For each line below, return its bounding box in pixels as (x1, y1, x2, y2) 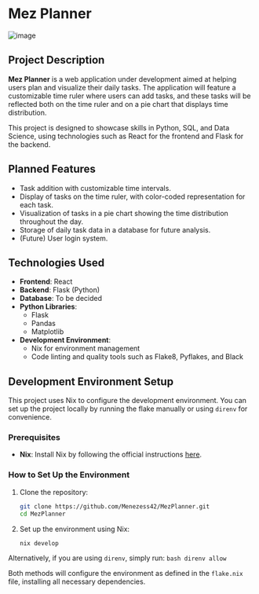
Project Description (8, 53, 105, 67)
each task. (19, 200, 53, 209)
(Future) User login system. (19, 233, 108, 243)
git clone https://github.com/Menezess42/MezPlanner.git (19, 502, 210, 511)
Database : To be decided (19, 294, 102, 303)
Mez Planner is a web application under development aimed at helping (8, 74, 237, 83)
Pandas (31, 319, 57, 328)
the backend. (8, 139, 51, 149)
